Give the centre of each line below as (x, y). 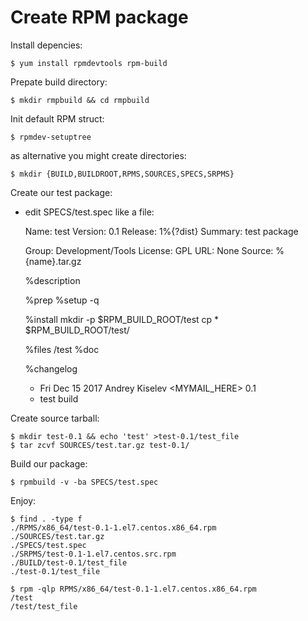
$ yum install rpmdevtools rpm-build (89, 63)
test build (59, 398)
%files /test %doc (62, 349)
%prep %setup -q (62, 300)
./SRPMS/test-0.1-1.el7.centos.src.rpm (93, 554)
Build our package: (49, 463)
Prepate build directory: (59, 82)
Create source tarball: (55, 418)
